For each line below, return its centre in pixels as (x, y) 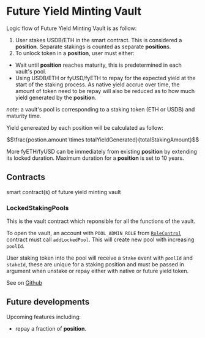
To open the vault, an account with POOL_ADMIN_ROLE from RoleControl (94, 233)
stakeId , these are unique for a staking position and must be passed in (95, 265)
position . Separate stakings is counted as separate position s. (93, 47)
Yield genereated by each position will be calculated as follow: (85, 127)
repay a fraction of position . (51, 328)
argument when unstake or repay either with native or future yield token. (98, 271)
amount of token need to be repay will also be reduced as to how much (105, 91)
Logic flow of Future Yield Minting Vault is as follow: (72, 28)
